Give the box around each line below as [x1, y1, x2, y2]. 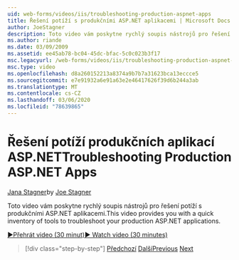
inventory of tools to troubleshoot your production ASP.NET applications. [7, 217, 221, 225]
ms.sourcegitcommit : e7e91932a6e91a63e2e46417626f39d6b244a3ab [7, 76, 199, 84]
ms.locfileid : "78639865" [7, 103, 84, 110]
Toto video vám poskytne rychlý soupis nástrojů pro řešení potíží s [7, 201, 203, 210]
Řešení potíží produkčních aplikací [7, 134, 215, 150]
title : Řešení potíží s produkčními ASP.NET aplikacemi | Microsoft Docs [7, 17, 231, 24]
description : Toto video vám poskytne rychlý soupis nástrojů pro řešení [7, 30, 231, 38]
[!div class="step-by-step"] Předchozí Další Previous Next [24, 244, 193, 253]
